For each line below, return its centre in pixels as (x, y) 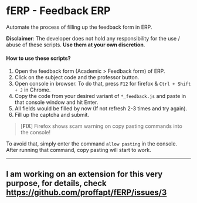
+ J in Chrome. (33, 90)
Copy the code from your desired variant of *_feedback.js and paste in (100, 96)
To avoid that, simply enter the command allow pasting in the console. (92, 144)
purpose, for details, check (56, 183)
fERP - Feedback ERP (58, 11)
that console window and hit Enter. (56, 102)
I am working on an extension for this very (84, 174)
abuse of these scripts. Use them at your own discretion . (76, 45)
